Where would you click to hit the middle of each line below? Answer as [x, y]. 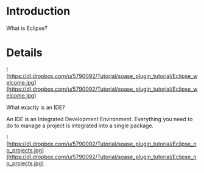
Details [24, 53]
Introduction [38, 11]
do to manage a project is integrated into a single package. [80, 125]
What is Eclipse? [27, 28]
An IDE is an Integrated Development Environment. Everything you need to [100, 119]
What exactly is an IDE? [36, 107]
